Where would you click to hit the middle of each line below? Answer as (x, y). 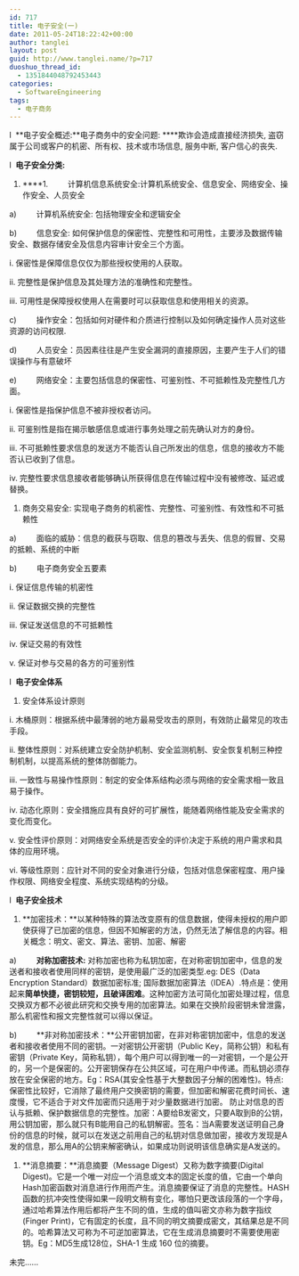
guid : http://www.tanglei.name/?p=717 (81, 59)
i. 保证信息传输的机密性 (52, 587)
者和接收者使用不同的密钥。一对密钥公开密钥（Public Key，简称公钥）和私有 (149, 1046)
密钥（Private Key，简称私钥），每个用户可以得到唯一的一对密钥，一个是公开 (149, 1058)
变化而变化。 (32, 822)
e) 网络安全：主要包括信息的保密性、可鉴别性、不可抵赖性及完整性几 (144, 380)
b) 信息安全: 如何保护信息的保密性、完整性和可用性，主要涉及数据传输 (146, 233)
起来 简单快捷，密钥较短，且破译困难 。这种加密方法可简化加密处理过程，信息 (149, 994)
